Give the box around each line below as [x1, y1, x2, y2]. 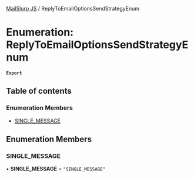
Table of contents [6, 86, 72, 96]
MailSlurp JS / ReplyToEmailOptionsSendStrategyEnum [6, 5, 140, 12]
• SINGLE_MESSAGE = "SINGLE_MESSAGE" [6, 165, 106, 173]
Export [6, 70, 22, 76]
